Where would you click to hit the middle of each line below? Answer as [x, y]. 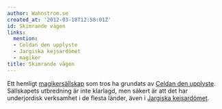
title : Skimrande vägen [41, 64]
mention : [26, 39]
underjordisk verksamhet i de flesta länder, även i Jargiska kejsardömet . [108, 98]
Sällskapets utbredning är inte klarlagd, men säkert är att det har [97, 91]
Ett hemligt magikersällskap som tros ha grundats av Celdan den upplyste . [112, 83]
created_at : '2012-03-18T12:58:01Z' [59, 20]
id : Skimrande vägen [37, 26]
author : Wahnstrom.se [38, 13]
